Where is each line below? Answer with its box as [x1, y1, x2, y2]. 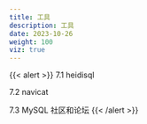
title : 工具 [9, 12, 50, 22]
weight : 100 [9, 37, 53, 47]
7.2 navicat [9, 87, 49, 98]
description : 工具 [9, 21, 74, 30]
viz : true [9, 46, 46, 55]
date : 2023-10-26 [9, 29, 73, 38]
